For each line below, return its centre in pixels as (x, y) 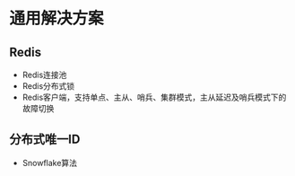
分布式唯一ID (45, 140)
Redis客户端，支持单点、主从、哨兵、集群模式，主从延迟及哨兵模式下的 (154, 97)
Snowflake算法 (50, 163)
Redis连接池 (44, 75)
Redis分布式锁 (48, 86)
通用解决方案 (57, 18)
